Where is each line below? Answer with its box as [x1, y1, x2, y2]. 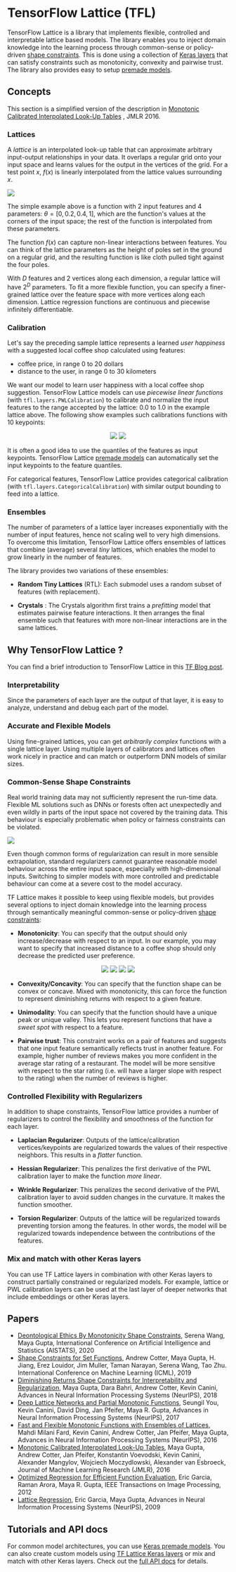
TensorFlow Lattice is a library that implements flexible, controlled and [7, 28, 211, 37]
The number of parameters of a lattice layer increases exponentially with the [7, 523, 228, 532]
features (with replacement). [17, 588, 100, 596]
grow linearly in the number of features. [7, 553, 122, 561]
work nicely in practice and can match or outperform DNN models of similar [7, 752, 227, 760]
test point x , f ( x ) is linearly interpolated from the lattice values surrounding [7, 168, 223, 176]
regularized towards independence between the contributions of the [17, 1229, 216, 1238]
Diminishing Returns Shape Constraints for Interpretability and [17, 1376, 197, 1384]
